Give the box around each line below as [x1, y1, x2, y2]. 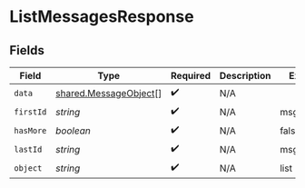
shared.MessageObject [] [55, 86, 162, 99]
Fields [9, 43, 45, 58]
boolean [55, 124, 91, 137]
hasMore [14, 125, 47, 135]
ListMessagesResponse [9, 6, 194, 27]
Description [219, 70, 271, 82]
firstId [14, 106, 47, 117]
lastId [14, 143, 43, 154]
